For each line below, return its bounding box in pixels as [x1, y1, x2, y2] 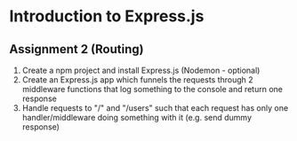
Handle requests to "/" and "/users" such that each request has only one [21, 103, 289, 113]
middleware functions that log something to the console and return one [21, 84, 283, 94]
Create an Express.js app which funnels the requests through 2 [21, 74, 253, 85]
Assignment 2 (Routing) [9, 42, 144, 57]
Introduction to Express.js [9, 6, 205, 27]
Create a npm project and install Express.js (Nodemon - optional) [21, 65, 261, 75]
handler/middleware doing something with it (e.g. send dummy [21, 113, 252, 122]
